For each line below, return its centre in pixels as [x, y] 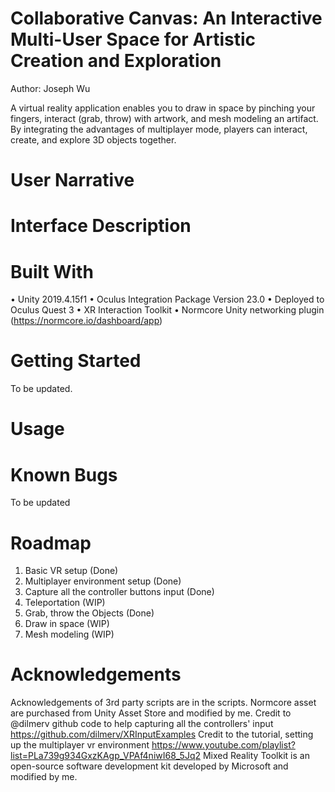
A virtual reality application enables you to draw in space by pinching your [163, 108]
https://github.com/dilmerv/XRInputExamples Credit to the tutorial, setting [162, 734]
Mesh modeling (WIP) [69, 634]
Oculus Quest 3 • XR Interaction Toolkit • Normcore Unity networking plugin [167, 310]
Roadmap [51, 543]
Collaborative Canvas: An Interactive [166, 18]
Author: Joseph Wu [50, 88]
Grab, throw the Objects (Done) [89, 613]
